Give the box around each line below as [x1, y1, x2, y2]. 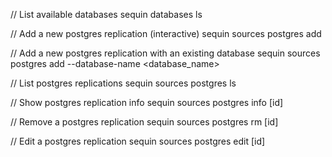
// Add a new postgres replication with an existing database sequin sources [10, 47, 321, 59]
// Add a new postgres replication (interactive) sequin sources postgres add [10, 28, 322, 39]
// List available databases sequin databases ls [10, 9, 203, 20]
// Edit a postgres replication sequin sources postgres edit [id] [10, 135, 266, 147]
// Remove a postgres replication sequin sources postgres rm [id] [10, 116, 279, 128]
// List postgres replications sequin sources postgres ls [10, 77, 237, 89]
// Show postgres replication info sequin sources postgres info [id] [10, 97, 284, 108]
